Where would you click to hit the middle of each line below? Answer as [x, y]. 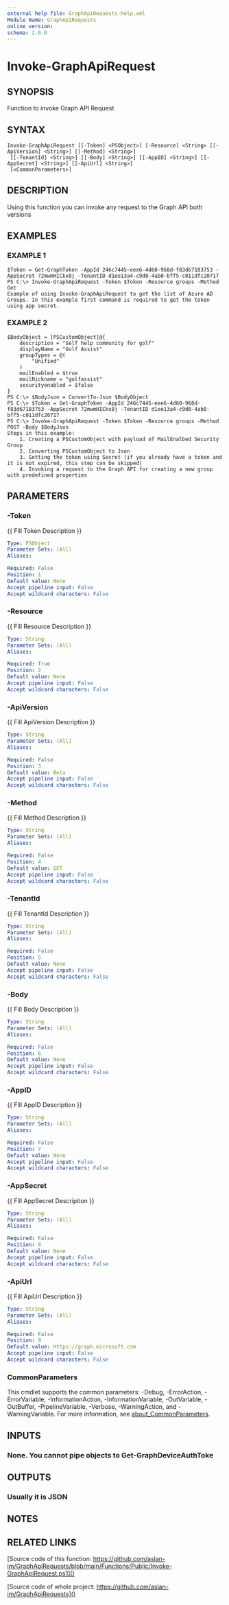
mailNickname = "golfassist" [61, 379]
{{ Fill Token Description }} [45, 531]
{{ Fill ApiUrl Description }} [45, 1296]
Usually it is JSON [37, 1497]
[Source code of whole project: [51, 1587]
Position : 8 [24, 1245]
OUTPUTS [29, 1477]
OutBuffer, [22, 1407]
